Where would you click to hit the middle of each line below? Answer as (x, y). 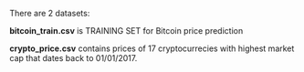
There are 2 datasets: (50, 13)
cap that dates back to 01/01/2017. (73, 58)
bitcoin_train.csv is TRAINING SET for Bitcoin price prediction (126, 31)
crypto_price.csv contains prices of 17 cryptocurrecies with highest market (152, 48)
